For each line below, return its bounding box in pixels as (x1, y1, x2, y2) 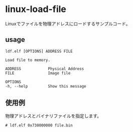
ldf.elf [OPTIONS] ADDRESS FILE (5, 48, 73, 53)
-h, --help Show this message (5, 83, 86, 88)
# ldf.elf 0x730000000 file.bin (5, 122, 73, 128)
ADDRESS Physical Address (5, 66, 84, 71)
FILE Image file (5, 70, 71, 75)
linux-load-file (5, 3, 67, 15)
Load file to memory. (5, 57, 51, 62)
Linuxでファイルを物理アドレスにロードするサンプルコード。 (5, 20, 130, 26)
